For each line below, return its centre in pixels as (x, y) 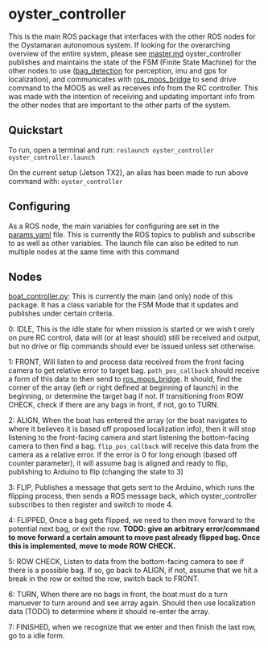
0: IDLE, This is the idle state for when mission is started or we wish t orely (132, 329)
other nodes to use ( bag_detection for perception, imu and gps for (118, 70)
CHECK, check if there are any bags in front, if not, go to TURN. (114, 405)
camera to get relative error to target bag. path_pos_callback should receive (134, 370)
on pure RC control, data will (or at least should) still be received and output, (135, 338)
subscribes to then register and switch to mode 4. (91, 504)
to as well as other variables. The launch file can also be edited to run (124, 243)
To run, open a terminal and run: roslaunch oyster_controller (111, 149)
